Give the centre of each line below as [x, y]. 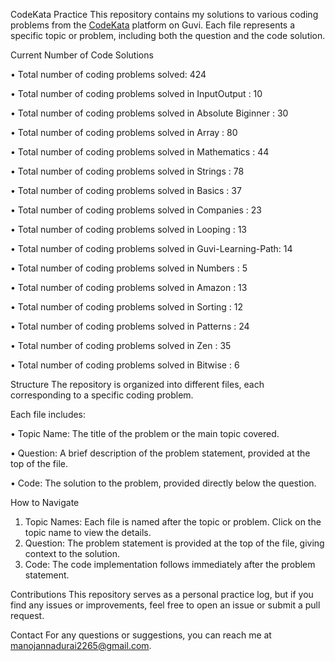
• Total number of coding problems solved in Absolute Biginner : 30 [149, 113]
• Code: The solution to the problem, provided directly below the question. [163, 483]
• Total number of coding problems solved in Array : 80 [124, 132]
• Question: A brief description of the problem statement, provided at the [160, 453]
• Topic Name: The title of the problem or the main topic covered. [145, 433]
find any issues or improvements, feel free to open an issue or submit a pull [165, 605]
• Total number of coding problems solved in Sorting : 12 [127, 307]
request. [27, 615]
